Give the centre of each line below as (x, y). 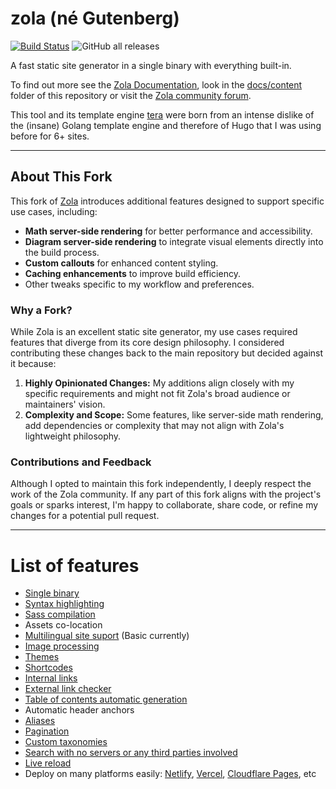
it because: (33, 364)
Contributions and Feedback (81, 462)
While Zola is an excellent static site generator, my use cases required (154, 332)
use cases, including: (54, 211)
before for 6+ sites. (50, 136)
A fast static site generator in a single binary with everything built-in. (151, 65)
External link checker (68, 689)
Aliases (40, 721)
